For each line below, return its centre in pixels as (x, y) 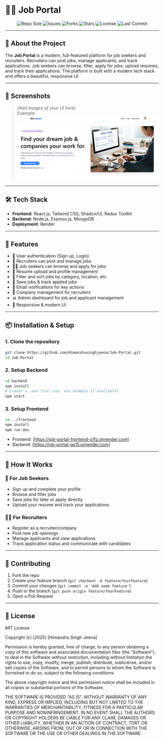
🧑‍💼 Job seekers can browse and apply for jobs (59, 266)
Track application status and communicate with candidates (71, 544)
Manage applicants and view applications (54, 538)
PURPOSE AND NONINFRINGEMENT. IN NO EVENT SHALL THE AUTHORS (80, 712)
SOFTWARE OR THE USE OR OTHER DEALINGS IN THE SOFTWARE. (73, 733)
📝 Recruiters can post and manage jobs (52, 261)
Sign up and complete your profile (46, 489)
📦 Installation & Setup (40, 325)
